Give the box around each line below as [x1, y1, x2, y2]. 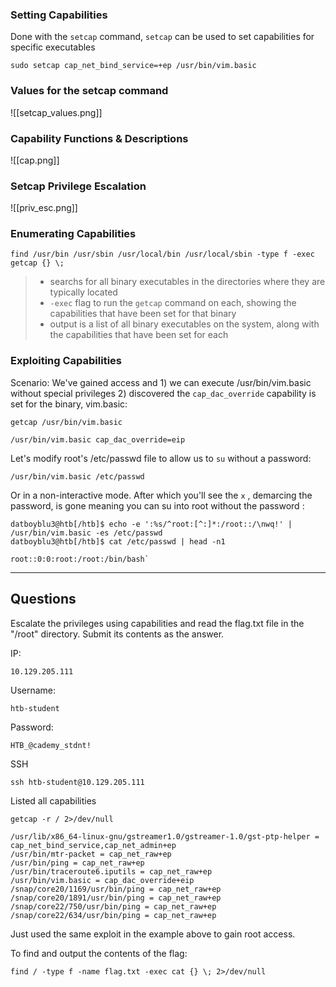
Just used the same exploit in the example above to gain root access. [10, 928, 296, 940]
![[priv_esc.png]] [10, 202, 78, 214]
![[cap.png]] [10, 154, 60, 166]
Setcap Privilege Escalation [10, 179, 147, 193]
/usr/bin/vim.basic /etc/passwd [10, 471, 145, 482]
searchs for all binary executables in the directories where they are [49, 276, 326, 288]
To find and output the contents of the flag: [10, 947, 188, 959]
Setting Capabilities [10, 8, 108, 22]
